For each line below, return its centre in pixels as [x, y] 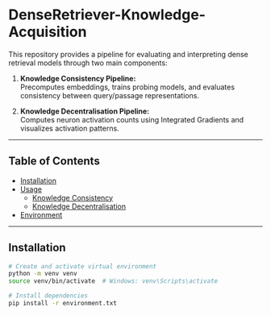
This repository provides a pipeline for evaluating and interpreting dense [128, 54]
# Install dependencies [48, 296]
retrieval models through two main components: [88, 63]
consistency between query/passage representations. [110, 95]
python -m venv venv [43, 274]
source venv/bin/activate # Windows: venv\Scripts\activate [113, 281]
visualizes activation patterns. [69, 128]
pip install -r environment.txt [63, 304]
